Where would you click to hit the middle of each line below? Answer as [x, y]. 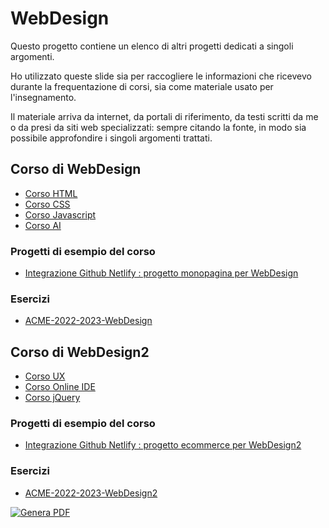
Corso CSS [47, 204]
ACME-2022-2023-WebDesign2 [91, 493]
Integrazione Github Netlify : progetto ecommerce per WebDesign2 [163, 445]
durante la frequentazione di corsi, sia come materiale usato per [142, 86]
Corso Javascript [60, 214]
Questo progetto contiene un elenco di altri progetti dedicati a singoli [152, 46]
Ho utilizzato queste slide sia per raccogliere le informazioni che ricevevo [161, 76]
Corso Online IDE [60, 387]
